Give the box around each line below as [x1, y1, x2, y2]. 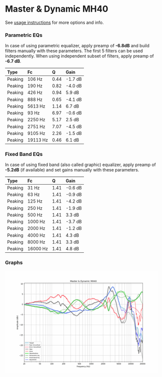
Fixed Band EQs [5, 151, 43, 157]
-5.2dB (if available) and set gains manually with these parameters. [5, 167, 139, 173]
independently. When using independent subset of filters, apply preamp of [5, 53, 154, 59]
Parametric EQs [5, 32, 43, 38]
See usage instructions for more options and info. [5, 19, 104, 25]
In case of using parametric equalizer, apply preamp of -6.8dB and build [5, 43, 149, 49]
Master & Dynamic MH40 [5, 3, 108, 15]
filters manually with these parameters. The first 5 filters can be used [5, 48, 143, 54]
